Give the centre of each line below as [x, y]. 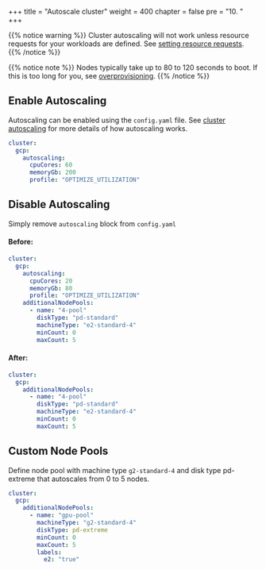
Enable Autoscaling [58, 101]
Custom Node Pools [58, 451]
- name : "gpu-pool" [61, 515]
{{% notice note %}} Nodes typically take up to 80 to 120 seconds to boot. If [133, 67]
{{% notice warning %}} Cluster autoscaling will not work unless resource [129, 35]
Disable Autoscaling [59, 204]
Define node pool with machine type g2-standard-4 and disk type [115, 470]
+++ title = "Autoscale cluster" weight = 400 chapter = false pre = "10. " [126, 12]
